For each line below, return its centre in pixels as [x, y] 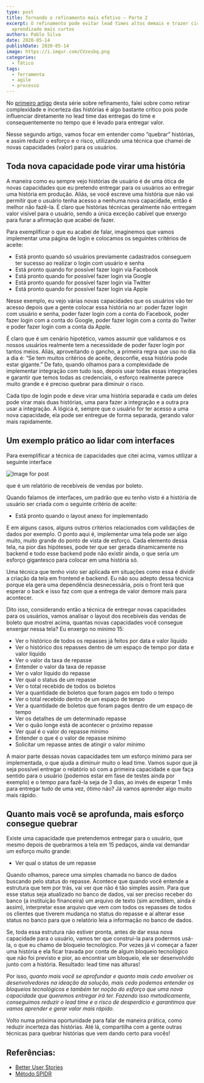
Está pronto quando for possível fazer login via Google [83, 276]
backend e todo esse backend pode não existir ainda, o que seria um [93, 553]
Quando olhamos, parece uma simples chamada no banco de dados [92, 875]
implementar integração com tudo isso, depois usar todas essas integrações [102, 371]
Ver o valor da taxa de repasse [53, 660]
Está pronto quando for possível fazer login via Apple [81, 289]
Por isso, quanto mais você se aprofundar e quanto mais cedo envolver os [100, 976]
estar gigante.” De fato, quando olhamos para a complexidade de [88, 364]
